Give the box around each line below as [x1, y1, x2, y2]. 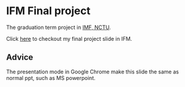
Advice [6, 52, 33, 63]
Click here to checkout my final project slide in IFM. [6, 35, 132, 42]
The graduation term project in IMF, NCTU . [6, 24, 112, 31]
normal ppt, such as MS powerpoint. [6, 74, 95, 81]
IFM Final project [6, 4, 91, 18]
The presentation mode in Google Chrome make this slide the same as [6, 68, 179, 75]
